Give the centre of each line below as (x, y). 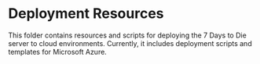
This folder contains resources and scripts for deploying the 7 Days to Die (128, 35)
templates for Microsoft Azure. (58, 52)
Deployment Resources (86, 14)
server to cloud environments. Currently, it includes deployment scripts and (130, 43)
